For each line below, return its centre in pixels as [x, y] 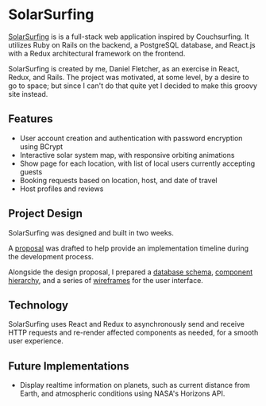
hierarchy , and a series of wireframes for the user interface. [106, 280]
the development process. [51, 256]
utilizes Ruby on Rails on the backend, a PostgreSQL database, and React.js [132, 44]
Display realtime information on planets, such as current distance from [135, 385]
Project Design [46, 214]
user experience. [36, 341]
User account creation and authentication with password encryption [131, 138]
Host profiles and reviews [62, 189]
